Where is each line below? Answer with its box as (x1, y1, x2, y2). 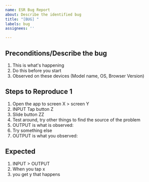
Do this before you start (12, 67, 61, 73)
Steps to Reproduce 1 (5, 87, 72, 96)
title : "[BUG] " (5, 17, 39, 22)
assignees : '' (5, 26, 35, 31)
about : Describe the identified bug (5, 12, 81, 17)
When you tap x (12, 166, 45, 172)
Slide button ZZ (12, 111, 44, 117)
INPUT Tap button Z (12, 106, 54, 112)
